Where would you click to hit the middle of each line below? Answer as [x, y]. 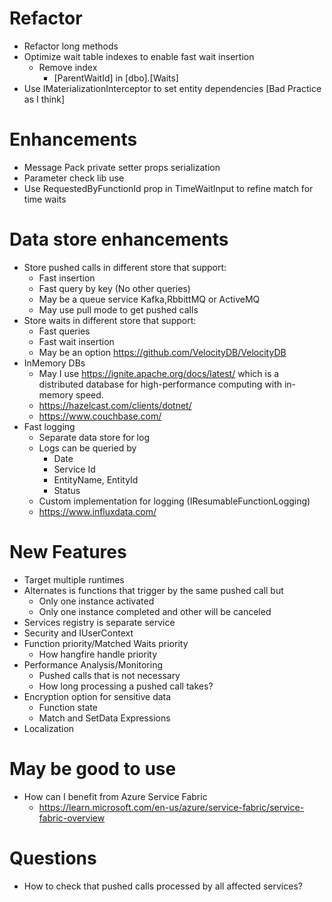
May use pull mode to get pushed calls [118, 309]
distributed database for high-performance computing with [160, 384]
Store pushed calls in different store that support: [125, 267]
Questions [53, 858]
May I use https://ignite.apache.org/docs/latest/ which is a [159, 373]
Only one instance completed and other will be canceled [155, 611]
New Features [68, 552]
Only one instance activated [96, 601]
